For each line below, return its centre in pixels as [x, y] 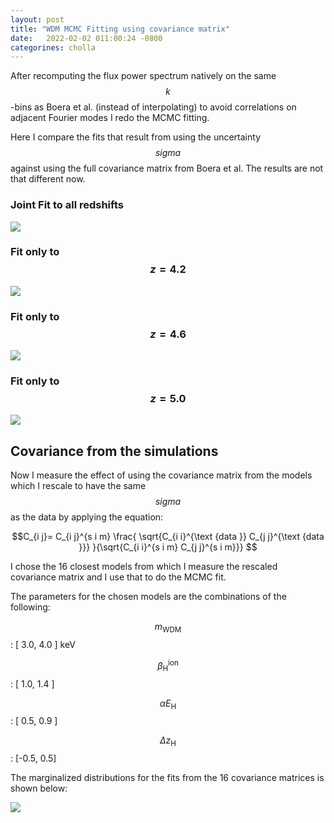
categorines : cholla [53, 47]
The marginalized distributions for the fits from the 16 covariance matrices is [167, 778]
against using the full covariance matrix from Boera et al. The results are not [167, 168]
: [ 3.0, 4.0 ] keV [43, 645]
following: [30, 607]
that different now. [48, 179]
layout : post [37, 19]
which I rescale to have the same [78, 486]
